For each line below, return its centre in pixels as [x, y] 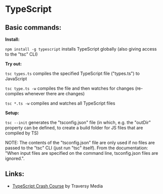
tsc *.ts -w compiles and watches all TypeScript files [60, 103]
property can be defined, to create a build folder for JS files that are [74, 128]
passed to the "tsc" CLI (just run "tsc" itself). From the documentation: [77, 148]
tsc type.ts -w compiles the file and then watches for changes [70, 88]
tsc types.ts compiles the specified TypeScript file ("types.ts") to [72, 73]
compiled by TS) [22, 133]
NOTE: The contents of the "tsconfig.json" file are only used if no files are [80, 143]
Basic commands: [33, 28]
